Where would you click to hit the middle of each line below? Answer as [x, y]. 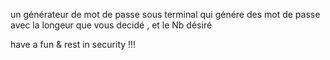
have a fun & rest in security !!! [73, 44]
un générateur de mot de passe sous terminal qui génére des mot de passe [165, 14]
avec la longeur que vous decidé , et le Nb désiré [111, 25]
